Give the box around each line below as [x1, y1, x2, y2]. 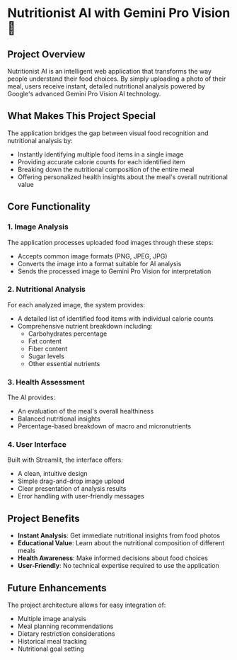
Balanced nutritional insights [17, 414, 100, 423]
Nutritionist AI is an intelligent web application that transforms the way [7, 67, 212, 75]
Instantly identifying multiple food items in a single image [17, 150, 184, 159]
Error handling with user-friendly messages [17, 492, 144, 501]
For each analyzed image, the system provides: [7, 300, 146, 309]
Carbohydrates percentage [28, 329, 108, 338]
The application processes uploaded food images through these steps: [7, 238, 214, 246]
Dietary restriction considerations [17, 630, 115, 638]
